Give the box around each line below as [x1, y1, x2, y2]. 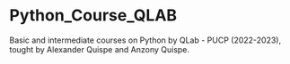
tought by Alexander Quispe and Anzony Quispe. [9, 44, 190, 54]
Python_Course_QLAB [9, 5, 178, 26]
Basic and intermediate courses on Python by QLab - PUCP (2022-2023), [9, 35, 281, 45]
